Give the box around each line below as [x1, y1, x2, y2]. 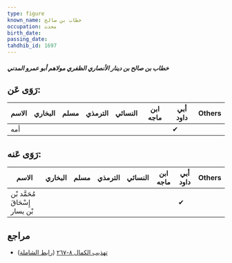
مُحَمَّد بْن [10, 189, 36, 199]
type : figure [7, 10, 45, 17]
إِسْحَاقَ [10, 198, 31, 208]
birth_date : [7, 29, 41, 37]
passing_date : [7, 36, 48, 43]
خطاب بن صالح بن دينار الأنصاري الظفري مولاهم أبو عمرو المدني [7, 64, 169, 72]
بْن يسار [10, 206, 34, 216]
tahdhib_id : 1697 [7, 42, 57, 49]
